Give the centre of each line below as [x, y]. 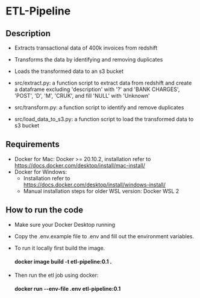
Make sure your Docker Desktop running [65, 224]
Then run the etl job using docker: [56, 275]
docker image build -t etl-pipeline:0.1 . [63, 262]
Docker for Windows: [41, 172]
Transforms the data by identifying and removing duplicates [89, 59]
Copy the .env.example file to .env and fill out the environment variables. [104, 236]
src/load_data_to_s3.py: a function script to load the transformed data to [104, 119]
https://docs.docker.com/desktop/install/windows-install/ [95, 185]
